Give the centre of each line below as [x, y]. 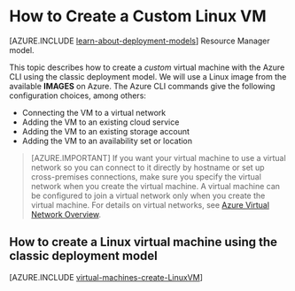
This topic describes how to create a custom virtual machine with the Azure [147, 67]
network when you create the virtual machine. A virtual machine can [155, 186]
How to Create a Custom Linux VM [138, 16]
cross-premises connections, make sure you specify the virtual [146, 176]
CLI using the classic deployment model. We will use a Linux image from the [148, 76]
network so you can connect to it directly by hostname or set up [147, 167]
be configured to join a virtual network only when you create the [148, 195]
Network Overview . [66, 214]
